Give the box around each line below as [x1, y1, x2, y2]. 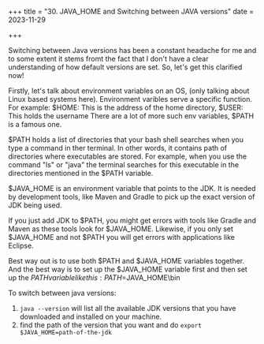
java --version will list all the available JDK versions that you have [19, 304, 236, 312]
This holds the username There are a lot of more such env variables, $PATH [8, 111, 255, 121]
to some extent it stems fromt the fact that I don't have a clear [8, 54, 209, 63]
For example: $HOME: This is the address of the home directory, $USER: [8, 103, 244, 112]
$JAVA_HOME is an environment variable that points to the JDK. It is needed [8, 184, 256, 193]
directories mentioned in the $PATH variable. [8, 169, 154, 178]
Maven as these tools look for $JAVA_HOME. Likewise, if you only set [8, 224, 234, 234]
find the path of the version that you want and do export [19, 320, 203, 330]
